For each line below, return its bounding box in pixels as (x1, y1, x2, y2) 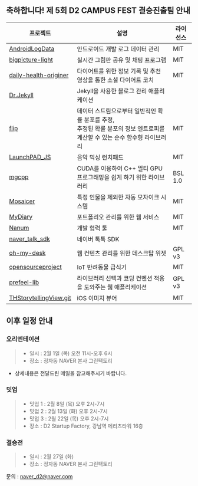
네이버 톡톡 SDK (77, 235, 120, 243)
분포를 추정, (84, 116, 115, 124)
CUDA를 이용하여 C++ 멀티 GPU (77, 164, 163, 172)
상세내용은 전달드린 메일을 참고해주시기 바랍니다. (14, 369, 127, 376)
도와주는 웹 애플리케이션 (84, 283, 147, 291)
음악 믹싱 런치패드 (77, 153, 124, 161)
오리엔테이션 (6, 335, 40, 343)
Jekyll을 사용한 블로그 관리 (77, 87, 147, 95)
